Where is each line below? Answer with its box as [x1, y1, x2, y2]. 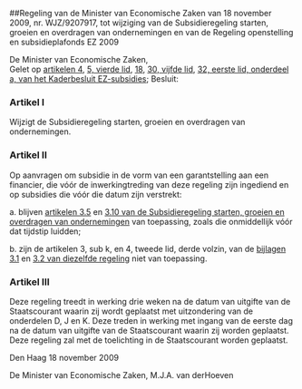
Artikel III [9, 276, 50, 288]
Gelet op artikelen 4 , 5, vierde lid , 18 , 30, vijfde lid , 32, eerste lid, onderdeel [9, 63, 289, 74]
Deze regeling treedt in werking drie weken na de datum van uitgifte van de [9, 296, 291, 306]
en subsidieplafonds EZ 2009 [9, 36, 120, 47]
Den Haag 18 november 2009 [9, 352, 120, 363]
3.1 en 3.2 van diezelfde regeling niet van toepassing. [9, 253, 208, 264]
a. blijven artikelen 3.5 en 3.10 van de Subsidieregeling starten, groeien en [9, 206, 285, 217]
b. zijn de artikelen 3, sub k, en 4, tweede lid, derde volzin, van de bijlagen [9, 243, 287, 254]
